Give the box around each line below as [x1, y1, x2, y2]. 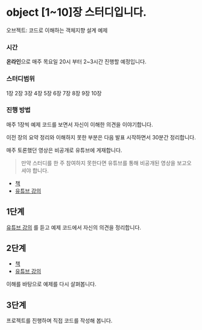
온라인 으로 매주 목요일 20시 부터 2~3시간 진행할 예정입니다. [6, 58, 147, 65]
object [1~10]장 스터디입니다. [6, 5, 147, 19]
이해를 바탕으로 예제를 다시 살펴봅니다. [6, 281, 96, 288]
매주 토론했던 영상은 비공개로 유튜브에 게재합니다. [6, 146, 122, 154]
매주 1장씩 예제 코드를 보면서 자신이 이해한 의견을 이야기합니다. [6, 121, 153, 128]
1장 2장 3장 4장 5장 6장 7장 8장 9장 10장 [6, 89, 102, 97]
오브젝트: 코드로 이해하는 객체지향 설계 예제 [6, 27, 108, 34]
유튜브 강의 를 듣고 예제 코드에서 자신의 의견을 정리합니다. [6, 224, 142, 231]
